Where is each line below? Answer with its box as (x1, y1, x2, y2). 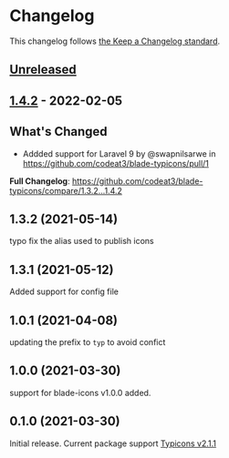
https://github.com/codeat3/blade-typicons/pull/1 (22, 158, 210, 168)
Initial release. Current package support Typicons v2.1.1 (9, 438, 217, 449)
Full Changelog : (9, 175, 70, 187)
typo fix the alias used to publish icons (9, 236, 154, 247)
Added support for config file (9, 286, 119, 297)
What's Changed (9, 124, 108, 139)
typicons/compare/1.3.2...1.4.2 (9, 185, 123, 196)
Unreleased (9, 62, 78, 77)
